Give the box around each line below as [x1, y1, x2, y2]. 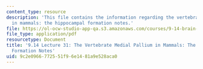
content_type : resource [6, 8, 66, 15]
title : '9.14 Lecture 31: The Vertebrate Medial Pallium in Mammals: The [6, 43, 196, 49]
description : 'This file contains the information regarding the [6, 14, 174, 20]
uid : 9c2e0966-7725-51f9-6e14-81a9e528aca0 [6, 53, 118, 59]
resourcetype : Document [6, 37, 66, 43]
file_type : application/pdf [6, 31, 77, 37]
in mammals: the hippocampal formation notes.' [11, 20, 134, 26]
